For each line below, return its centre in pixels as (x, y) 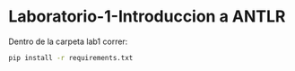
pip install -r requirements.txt (71, 58)
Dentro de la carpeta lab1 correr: (68, 41)
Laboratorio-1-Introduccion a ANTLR (147, 17)
